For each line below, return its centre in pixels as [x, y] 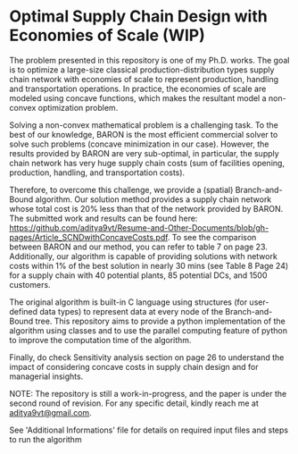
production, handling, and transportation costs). [97, 172]
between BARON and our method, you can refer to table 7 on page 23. [138, 247]
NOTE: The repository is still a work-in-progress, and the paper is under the [148, 393]
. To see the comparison [212, 237]
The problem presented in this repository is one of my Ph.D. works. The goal [149, 60]
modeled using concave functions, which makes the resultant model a [138, 98]
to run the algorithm [46, 439]
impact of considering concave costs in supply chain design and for [134, 366]
